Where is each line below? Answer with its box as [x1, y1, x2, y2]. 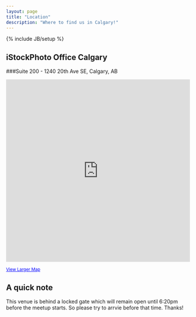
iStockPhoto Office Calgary [6, 52, 108, 62]
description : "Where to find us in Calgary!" [6, 19, 118, 25]
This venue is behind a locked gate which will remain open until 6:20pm [6, 298, 178, 305]
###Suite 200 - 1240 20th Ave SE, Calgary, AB [6, 68, 118, 75]
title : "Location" [6, 14, 51, 20]
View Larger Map [6, 267, 41, 273]
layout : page [6, 8, 38, 15]
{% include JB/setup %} [6, 36, 64, 43]
